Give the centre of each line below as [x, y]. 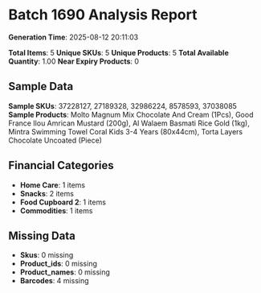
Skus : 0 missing [47, 255]
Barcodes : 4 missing [55, 281]
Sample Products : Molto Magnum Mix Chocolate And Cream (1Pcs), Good [131, 114]
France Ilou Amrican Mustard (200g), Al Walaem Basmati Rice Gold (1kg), [129, 123]
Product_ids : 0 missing [59, 264]
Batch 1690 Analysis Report [103, 15]
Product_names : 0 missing [65, 272]
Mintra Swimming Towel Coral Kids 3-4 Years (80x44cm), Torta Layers [126, 131]
